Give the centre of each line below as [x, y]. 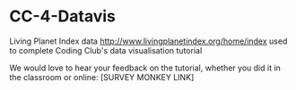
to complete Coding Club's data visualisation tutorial [106, 50]
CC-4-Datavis [63, 16]
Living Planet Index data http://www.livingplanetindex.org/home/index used [148, 41]
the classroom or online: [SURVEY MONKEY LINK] [102, 77]
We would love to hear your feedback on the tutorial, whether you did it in [145, 68]
